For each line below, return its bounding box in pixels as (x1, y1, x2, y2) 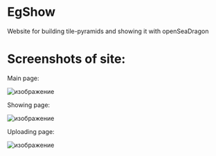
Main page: (7, 74, 39, 82)
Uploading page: (7, 127, 55, 135)
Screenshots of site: (7, 51, 126, 67)
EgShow (7, 4, 56, 20)
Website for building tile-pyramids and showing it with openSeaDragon (7, 27, 209, 35)
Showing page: (7, 101, 51, 109)
